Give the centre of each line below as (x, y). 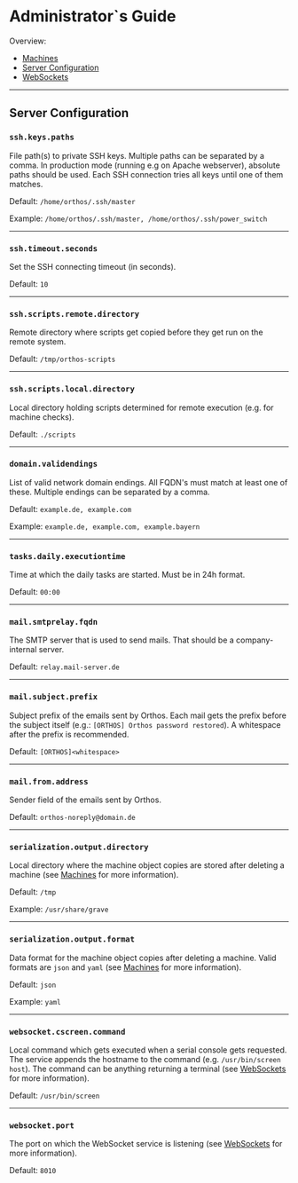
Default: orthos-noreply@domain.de (72, 817)
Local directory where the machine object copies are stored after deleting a (147, 865)
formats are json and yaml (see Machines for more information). (125, 967)
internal (23, 650)
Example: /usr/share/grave (59, 909)
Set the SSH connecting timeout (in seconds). (93, 266)
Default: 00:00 (35, 592)
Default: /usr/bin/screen (55, 1095)
